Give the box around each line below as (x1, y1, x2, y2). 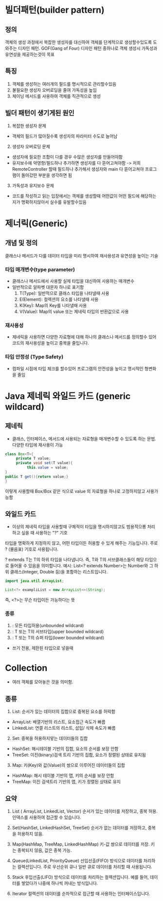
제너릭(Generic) (5, 218, 68, 229)
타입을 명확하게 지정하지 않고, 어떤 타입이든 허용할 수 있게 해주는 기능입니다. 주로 (5, 540, 158, 546)
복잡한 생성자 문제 (12, 123, 46, 128)
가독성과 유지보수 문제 (12, 183, 54, 188)
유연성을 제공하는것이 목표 (5, 52, 55, 57)
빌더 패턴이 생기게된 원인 (5, 109, 74, 117)
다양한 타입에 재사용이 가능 (12, 442, 63, 448)
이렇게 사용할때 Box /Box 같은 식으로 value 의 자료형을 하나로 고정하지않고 (5, 488, 145, 494)
